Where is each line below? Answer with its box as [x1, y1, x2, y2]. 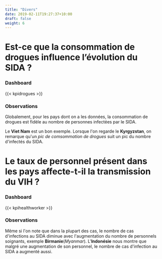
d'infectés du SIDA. [5, 139, 44, 145]
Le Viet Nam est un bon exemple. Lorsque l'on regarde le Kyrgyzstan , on [5, 128, 151, 134]
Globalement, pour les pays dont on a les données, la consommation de [5, 114, 148, 120]
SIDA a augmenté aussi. [5, 248, 53, 254]
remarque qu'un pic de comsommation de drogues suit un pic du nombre [5, 134, 151, 139]
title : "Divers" [5, 7, 38, 12]
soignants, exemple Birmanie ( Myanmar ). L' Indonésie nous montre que [5, 238, 147, 244]
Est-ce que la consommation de [5, 42, 135, 52]
